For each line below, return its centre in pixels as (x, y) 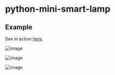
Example (19, 27)
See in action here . (24, 39)
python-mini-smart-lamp (58, 9)
